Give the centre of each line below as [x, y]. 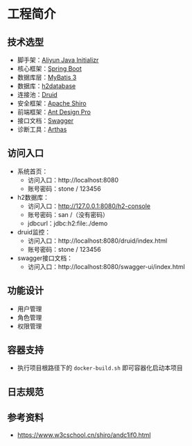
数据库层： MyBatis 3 [47, 77]
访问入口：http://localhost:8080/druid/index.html [97, 241]
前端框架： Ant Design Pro [54, 112]
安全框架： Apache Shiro [52, 103]
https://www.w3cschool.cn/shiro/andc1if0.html [84, 435]
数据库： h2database [46, 86]
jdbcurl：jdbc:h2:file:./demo [68, 223]
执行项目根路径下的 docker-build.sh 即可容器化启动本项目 [100, 368]
